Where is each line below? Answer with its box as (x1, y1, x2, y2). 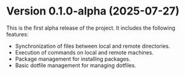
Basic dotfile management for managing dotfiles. (15, 62, 137, 69)
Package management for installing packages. (15, 55, 131, 62)
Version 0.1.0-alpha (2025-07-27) (6, 4, 180, 18)
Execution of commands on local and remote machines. (15, 48, 154, 56)
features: (6, 30, 29, 37)
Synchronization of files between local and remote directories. (15, 42, 170, 50)
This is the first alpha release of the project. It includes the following (6, 24, 175, 31)
